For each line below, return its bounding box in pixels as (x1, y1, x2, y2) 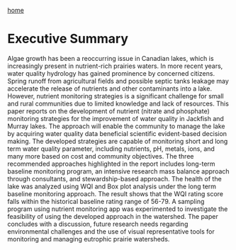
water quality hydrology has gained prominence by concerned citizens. (7, 69, 215, 77)
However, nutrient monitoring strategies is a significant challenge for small (7, 91, 225, 100)
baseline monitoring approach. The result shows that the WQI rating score (7, 189, 223, 198)
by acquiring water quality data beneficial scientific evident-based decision (7, 129, 227, 137)
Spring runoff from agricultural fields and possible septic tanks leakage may (7, 76, 229, 85)
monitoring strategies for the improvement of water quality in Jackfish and (7, 114, 225, 123)
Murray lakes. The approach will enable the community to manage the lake (7, 122, 225, 130)
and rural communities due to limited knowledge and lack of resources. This (7, 99, 229, 108)
